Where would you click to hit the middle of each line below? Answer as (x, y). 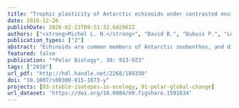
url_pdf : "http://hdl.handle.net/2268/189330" (78, 73)
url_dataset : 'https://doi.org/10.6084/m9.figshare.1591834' (100, 93)
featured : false (31, 54)
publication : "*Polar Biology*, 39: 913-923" (76, 60)
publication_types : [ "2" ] (46, 40)
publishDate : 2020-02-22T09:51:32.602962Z (71, 27)
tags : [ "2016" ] (30, 67)
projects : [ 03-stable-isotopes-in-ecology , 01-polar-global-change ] (111, 87)
